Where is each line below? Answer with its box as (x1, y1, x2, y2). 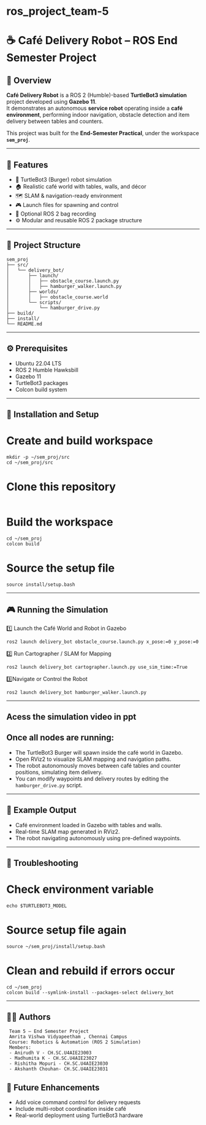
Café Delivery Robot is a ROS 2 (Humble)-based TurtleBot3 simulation (6, 91, 187, 99)
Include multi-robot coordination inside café (15, 1105, 127, 1113)
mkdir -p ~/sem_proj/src (6, 454, 70, 460)
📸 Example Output (6, 805, 77, 816)
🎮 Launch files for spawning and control (15, 201, 118, 208)
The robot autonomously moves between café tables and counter (15, 761, 181, 769)
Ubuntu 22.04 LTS (15, 359, 62, 367)
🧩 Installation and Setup (6, 410, 99, 420)
